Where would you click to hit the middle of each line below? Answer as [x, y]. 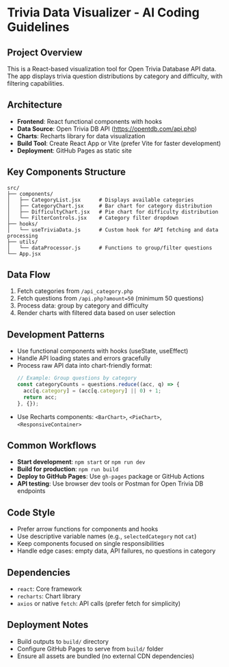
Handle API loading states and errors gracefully [84, 358]
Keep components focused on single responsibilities [91, 544]
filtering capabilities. [36, 83]
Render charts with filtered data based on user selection [96, 313]
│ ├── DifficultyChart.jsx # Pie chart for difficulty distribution [113, 212]
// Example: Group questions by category [77, 378]
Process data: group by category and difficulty [83, 305]
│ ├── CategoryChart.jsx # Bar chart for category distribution [110, 206]
